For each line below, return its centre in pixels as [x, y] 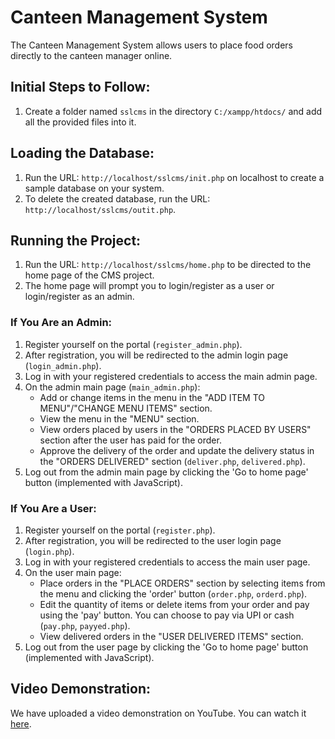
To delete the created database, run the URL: [117, 198]
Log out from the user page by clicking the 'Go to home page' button [166, 647]
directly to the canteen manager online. [91, 55]
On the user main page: [73, 572]
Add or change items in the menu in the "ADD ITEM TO [152, 397]
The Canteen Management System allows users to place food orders [151, 45]
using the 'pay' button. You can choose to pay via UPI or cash [167, 615]
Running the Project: [76, 240]
